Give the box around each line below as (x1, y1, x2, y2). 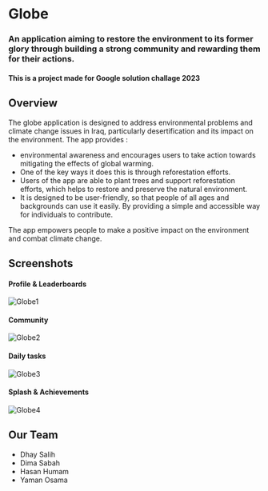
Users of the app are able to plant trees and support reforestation (19, 175, 236, 185)
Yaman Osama (19, 475, 68, 485)
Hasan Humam (19, 466, 70, 476)
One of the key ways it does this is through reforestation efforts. (19, 167, 231, 177)
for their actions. (8, 54, 75, 65)
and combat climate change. (8, 234, 102, 243)
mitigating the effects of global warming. (19, 158, 154, 168)
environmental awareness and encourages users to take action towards (19, 150, 256, 160)
